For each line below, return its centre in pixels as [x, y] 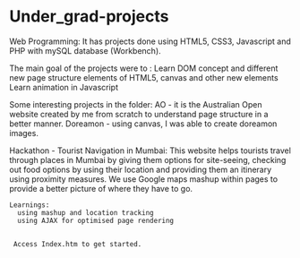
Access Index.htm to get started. [77, 244]
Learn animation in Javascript [64, 87]
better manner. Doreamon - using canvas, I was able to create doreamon [143, 124]
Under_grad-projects [89, 17]
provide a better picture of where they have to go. [101, 188]
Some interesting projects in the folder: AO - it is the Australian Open [136, 104]
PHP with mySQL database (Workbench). [85, 50]
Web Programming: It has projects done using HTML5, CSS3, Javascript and [150, 41]
